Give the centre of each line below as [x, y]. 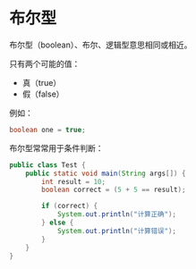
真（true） [42, 82]
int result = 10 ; [73, 181]
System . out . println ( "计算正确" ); [117, 214]
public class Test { [48, 165]
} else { [58, 223]
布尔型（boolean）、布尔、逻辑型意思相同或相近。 [101, 45]
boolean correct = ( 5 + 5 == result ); [114, 190]
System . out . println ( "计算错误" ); [117, 231]
